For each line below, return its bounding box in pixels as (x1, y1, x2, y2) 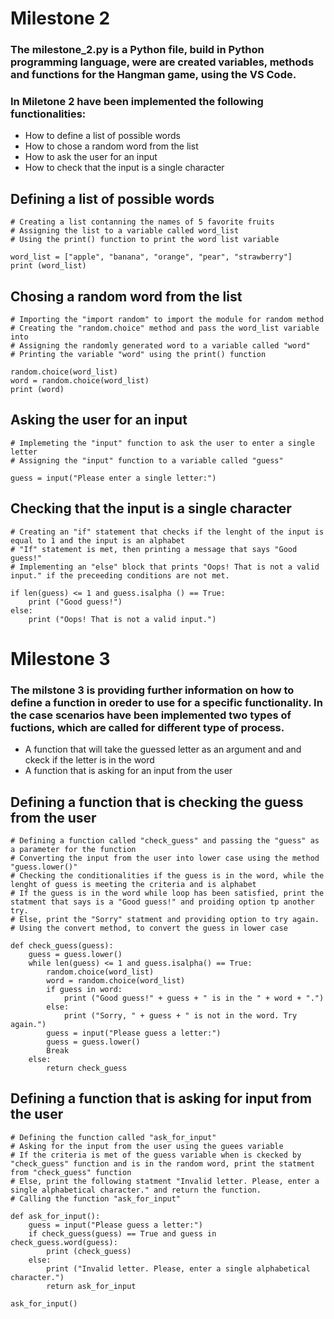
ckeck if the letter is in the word (24, 754, 155, 766)
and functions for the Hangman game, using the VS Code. (10, 68, 297, 82)
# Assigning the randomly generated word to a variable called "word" (10, 341, 311, 351)
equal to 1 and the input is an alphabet (10, 535, 186, 546)
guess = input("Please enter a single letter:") (10, 473, 217, 483)
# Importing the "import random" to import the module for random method (10, 315, 325, 325)
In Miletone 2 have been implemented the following (10, 95, 264, 109)
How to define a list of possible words (24, 130, 181, 142)
